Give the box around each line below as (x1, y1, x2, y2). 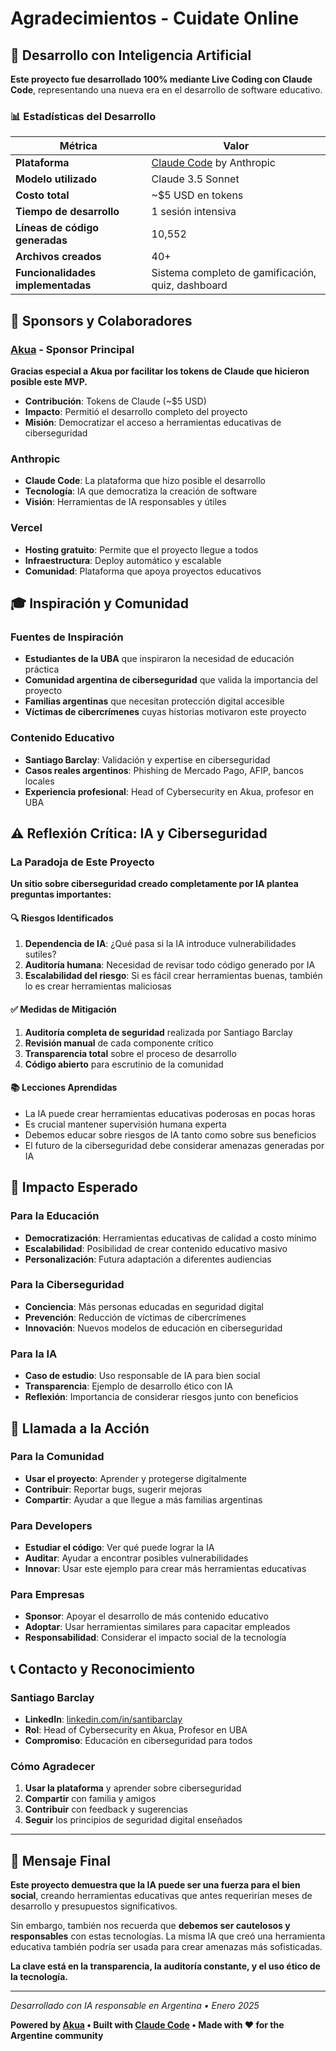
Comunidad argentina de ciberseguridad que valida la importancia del (24, 674, 318, 686)
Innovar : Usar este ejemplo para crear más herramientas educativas (24, 1563, 307, 1575)
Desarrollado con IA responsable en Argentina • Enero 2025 (10, 2000, 260, 2012)
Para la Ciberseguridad (10, 1278, 125, 1292)
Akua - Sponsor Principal (10, 342, 135, 356)
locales (24, 775, 55, 787)
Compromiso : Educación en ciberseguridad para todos (24, 1735, 253, 1747)
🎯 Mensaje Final (10, 1852, 112, 1869)
